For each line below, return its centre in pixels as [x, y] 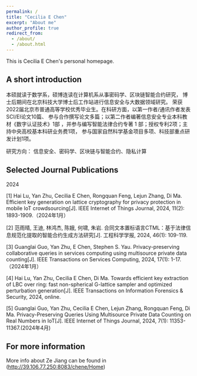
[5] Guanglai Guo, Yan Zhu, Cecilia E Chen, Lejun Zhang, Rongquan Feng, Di [98, 308]
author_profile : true [33, 28]
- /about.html [29, 45]
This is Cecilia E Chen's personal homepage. [60, 61]
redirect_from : [25, 34]
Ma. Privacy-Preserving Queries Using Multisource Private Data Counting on [98, 314]
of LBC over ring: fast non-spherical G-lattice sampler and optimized [89, 284]
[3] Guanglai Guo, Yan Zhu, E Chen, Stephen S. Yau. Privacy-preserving [93, 247]
